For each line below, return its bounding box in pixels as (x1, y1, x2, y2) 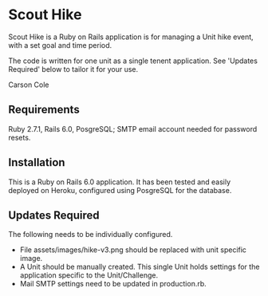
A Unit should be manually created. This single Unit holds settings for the (19, 262, 260, 272)
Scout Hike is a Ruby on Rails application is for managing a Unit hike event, (8, 32, 254, 41)
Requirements (8, 103, 80, 116)
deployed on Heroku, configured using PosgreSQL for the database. (8, 185, 232, 195)
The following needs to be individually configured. (8, 230, 173, 239)
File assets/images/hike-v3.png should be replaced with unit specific (19, 245, 247, 255)
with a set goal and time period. (8, 40, 112, 49)
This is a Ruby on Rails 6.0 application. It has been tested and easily (8, 177, 231, 187)
